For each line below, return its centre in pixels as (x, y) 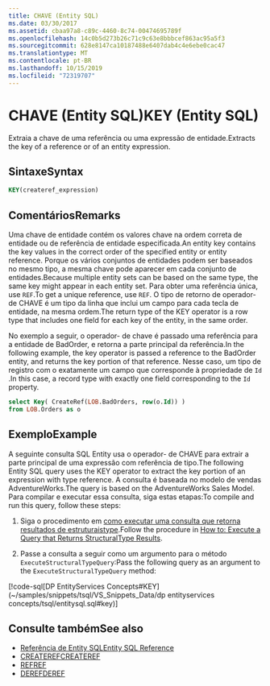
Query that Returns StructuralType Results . (91, 538)
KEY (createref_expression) (54, 190)
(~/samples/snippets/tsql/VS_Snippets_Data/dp (87, 595)
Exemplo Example (53, 434)
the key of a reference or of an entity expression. (89, 147)
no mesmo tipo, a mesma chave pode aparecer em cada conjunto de (123, 269)
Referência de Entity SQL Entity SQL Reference (97, 648)
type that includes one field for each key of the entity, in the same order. (128, 320)
